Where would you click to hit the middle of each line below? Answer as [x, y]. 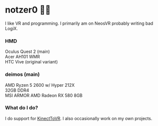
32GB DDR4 [17, 90]
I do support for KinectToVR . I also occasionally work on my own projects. [79, 118]
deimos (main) [23, 75]
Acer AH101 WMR [23, 57]
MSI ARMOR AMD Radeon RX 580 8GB [44, 95]
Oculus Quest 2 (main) [27, 52]
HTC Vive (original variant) [32, 62]
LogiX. [11, 28]
